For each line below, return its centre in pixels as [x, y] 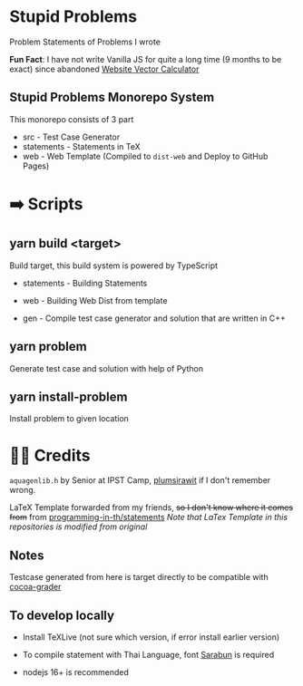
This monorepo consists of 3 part [72, 119]
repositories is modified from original [78, 527]
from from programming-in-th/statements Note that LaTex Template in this [149, 517]
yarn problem [49, 347]
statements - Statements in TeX [81, 146]
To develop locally [62, 615]
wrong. [23, 490]
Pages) [36, 166]
